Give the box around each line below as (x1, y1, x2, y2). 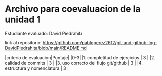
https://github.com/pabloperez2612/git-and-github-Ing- (42, 39, 157, 45)
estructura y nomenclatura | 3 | (5, 65, 69, 71)
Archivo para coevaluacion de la (5, 3, 141, 15)
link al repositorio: (5, 39, 42, 45)
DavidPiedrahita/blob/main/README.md (5, 45, 87, 51)
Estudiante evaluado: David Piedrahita (5, 30, 83, 36)
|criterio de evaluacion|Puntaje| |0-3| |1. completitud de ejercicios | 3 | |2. (5, 54, 156, 60)
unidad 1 (5, 14, 41, 25)
